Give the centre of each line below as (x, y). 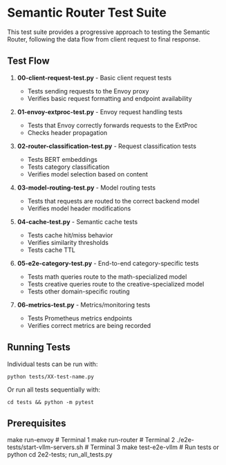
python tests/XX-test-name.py (51, 376)
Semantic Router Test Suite (87, 13)
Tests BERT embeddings (63, 159)
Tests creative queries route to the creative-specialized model (116, 284)
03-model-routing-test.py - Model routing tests (86, 188)
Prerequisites (37, 423)
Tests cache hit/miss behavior (70, 235)
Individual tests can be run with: (53, 364)
